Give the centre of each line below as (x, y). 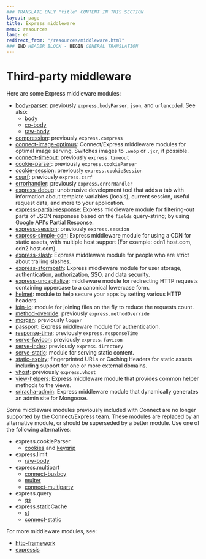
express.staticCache (41, 506)
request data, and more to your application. (70, 203)
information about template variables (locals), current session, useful (102, 196)
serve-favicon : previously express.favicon (69, 339)
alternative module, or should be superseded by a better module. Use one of (103, 422)
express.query (33, 493)
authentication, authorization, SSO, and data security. (82, 274)
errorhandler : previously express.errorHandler (74, 183)
